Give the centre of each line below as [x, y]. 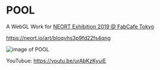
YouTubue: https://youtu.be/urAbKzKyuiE [56, 61]
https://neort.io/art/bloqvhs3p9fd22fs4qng [58, 38]
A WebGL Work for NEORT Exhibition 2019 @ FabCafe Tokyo [80, 26]
